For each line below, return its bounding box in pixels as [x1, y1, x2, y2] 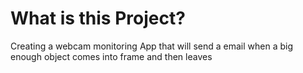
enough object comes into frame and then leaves [10, 50, 213, 62]
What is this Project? [10, 7, 186, 30]
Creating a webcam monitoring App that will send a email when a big [10, 40, 294, 52]
